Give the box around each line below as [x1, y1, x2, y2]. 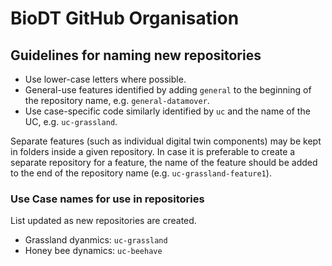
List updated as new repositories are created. [10, 215, 197, 227]
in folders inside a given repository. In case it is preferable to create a [10, 146, 296, 157]
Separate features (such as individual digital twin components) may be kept [10, 135, 322, 147]
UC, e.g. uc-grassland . [24, 116, 118, 127]
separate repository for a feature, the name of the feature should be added [10, 157, 318, 168]
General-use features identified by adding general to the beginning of [24, 84, 312, 96]
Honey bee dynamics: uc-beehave [24, 245, 163, 257]
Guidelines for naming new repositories [10, 47, 262, 64]
